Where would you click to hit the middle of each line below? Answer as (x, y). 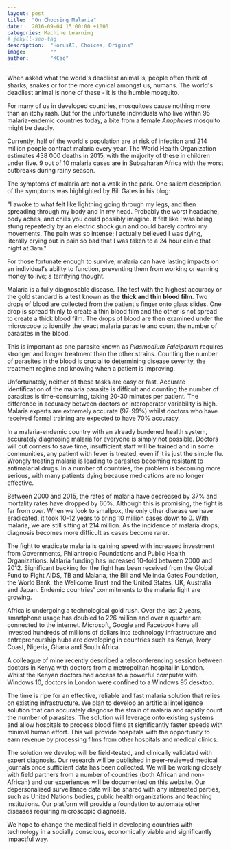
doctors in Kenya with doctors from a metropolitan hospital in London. (106, 667)
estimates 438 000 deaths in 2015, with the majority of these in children (109, 155)
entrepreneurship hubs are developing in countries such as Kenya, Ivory (109, 640)
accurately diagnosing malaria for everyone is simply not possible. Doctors (113, 439)
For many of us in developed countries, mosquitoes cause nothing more (109, 106)
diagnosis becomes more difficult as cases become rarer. (88, 532)
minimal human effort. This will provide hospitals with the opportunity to (109, 732)
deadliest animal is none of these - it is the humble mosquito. (93, 92)
